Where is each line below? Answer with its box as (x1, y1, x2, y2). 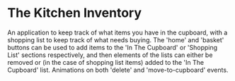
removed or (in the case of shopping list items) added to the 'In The (7, 58, 204, 66)
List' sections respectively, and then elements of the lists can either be (7, 51, 213, 59)
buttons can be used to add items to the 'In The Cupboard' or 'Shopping (7, 43, 218, 51)
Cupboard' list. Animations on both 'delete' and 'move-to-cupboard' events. (7, 66, 229, 74)
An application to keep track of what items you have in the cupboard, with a (7, 28, 228, 37)
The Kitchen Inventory (7, 5, 142, 21)
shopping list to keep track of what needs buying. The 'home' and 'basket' (7, 35, 224, 44)
